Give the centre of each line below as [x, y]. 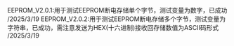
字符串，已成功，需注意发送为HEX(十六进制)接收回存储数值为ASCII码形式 [113, 28]
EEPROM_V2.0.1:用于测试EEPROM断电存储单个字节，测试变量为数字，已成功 [117, 10]
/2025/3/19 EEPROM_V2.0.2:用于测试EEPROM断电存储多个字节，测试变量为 [117, 19]
